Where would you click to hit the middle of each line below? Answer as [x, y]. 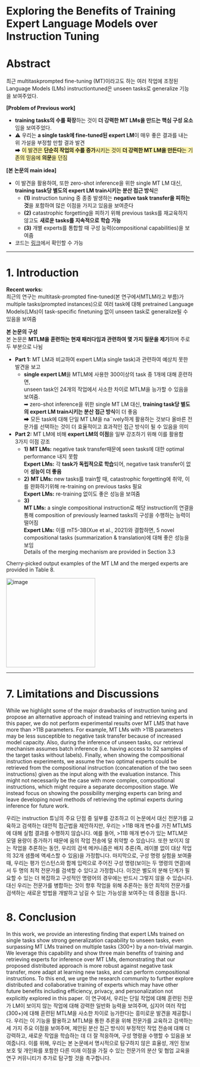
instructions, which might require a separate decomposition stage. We [92, 787]
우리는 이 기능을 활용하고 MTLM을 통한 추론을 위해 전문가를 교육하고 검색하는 [104, 1020]
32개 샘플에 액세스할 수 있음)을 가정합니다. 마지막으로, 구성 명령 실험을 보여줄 [102, 855]
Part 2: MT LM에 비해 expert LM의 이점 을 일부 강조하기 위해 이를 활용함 [99, 434]
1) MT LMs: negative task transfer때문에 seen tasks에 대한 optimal [104, 449]
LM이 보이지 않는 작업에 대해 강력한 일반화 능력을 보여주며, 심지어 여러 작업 [99, 1005]
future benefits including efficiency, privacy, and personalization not [90, 991]
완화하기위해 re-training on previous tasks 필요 [86, 487]
